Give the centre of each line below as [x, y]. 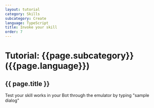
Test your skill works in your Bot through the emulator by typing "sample [77, 95]
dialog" [12, 100]
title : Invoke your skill [31, 27]
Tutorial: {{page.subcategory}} [69, 56]
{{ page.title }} [27, 84]
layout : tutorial [23, 9]
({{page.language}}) [47, 66]
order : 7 [14, 32]
